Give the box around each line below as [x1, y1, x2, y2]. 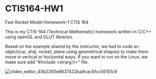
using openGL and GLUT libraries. [5, 34, 73, 40]
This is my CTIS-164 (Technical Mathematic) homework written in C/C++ [5, 28, 152, 34]
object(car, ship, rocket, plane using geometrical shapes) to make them [5, 49, 149, 54]
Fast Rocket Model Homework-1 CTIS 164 [5, 19, 89, 25]
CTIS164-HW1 [5, 3, 64, 14]
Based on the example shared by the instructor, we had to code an [5, 43, 139, 49]
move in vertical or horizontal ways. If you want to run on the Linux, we [5, 53, 148, 59]
